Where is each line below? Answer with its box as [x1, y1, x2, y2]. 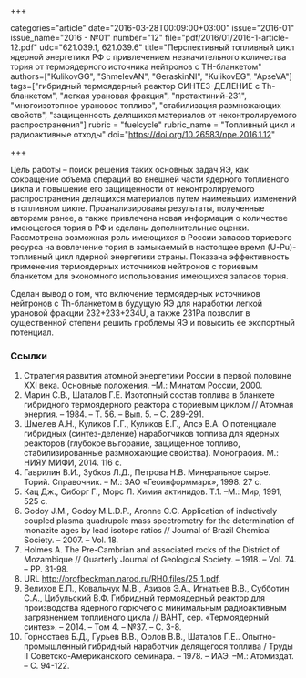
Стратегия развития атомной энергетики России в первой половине [23, 370, 292, 381]
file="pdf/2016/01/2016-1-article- [164, 33, 290, 43]
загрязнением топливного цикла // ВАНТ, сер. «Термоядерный [23, 612, 270, 623]
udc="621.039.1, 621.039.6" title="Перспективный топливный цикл [39, 42, 295, 53]
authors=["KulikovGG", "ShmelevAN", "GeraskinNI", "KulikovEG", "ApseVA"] [10, 71, 292, 82]
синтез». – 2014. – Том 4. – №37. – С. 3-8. [23, 622, 182, 632]
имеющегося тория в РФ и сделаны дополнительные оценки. [10, 222, 250, 233]
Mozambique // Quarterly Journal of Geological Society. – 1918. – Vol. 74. [23, 554, 297, 565]
